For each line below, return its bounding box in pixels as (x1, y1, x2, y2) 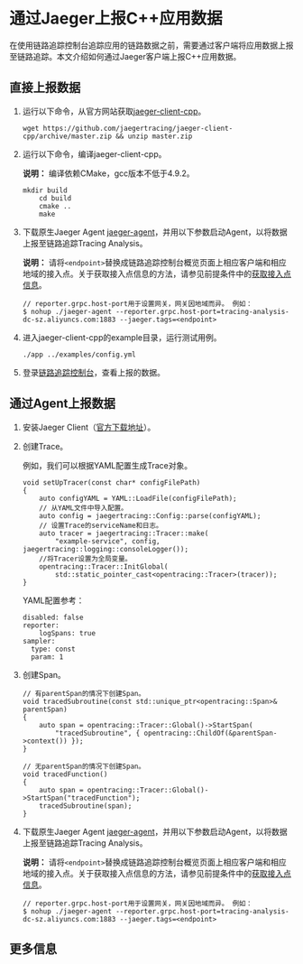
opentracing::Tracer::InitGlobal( (39, 561, 169, 571)
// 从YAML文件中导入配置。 (39, 503, 128, 513)
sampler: (22, 636, 56, 645)
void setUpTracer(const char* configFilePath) (22, 477, 201, 487)
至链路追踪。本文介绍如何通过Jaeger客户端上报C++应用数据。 (9, 51, 242, 61)
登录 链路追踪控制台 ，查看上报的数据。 (22, 366, 165, 377)
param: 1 (31, 652, 64, 662)
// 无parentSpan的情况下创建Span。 (22, 762, 146, 771)
